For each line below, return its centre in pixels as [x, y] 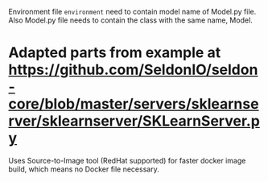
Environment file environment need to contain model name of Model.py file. [132, 12]
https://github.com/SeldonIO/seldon [133, 70]
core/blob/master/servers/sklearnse [134, 104]
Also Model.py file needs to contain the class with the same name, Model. [131, 20]
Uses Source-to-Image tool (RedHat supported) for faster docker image [127, 160]
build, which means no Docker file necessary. [84, 169]
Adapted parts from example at [115, 53]
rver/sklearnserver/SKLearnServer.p [134, 121]
